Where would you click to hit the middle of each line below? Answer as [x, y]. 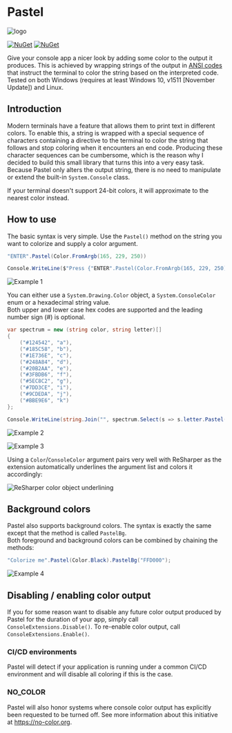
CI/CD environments [42, 651]
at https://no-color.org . [40, 722]
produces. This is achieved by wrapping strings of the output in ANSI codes [115, 65]
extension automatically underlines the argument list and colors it [100, 466]
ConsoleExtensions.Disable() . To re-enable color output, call [94, 627]
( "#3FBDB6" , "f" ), [46, 375]
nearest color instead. [38, 198]
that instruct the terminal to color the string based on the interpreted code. [113, 73]
